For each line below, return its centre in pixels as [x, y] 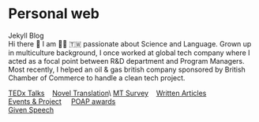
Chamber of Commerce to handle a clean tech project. [97, 78]
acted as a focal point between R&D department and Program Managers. [126, 61]
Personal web [54, 14]
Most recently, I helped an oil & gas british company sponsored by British [127, 69]
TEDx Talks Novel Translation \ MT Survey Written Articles [107, 93]
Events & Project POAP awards [62, 101]
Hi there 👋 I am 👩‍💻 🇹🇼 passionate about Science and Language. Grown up [130, 43]
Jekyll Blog [26, 35]
